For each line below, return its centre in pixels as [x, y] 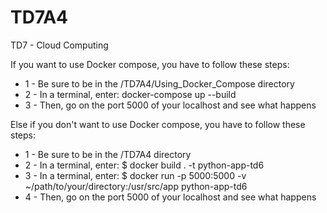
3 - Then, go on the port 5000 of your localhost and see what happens [170, 105]
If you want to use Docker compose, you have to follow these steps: [150, 64]
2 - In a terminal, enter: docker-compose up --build [130, 94]
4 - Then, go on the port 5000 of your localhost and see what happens [170, 197]
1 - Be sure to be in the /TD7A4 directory [108, 154]
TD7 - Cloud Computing [59, 45]
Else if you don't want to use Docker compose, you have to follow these [158, 124]
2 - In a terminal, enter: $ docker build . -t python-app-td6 [144, 165]
